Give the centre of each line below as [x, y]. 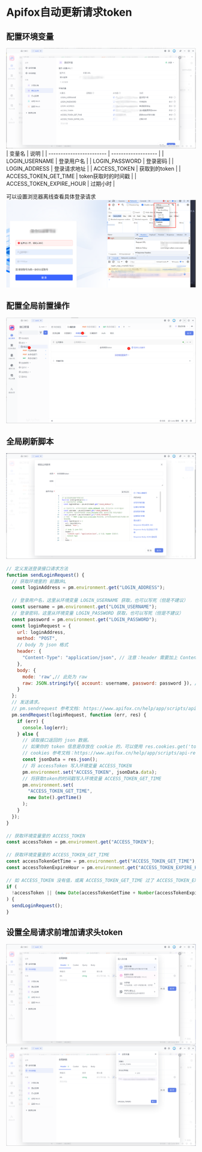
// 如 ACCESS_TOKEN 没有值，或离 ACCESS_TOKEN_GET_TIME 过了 [80, 880]
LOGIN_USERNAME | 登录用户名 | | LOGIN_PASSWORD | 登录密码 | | [90, 161]
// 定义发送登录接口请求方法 [37, 568]
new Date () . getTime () [55, 798]
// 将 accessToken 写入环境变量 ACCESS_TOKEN [77, 766]
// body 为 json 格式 [43, 645]
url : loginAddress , [41, 632]
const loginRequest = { [41, 626]
